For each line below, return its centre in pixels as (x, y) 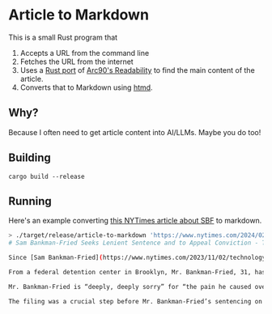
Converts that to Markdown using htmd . (86, 87)
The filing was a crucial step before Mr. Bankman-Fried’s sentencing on (136, 301)
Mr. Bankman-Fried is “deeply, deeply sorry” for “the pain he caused (130, 286)
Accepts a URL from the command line (85, 53)
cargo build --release (47, 176)
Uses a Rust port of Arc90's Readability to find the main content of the (137, 70)
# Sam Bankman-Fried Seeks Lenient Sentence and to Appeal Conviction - (134, 243)
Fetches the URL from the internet (76, 62)
